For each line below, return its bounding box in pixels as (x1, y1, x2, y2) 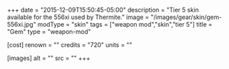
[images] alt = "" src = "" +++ (7, 54, 91, 62)
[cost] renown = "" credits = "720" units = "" (7, 41, 133, 49)
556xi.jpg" (7, 20, 36, 28)
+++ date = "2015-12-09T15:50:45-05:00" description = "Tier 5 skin (7, 6, 200, 14)
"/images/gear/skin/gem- (150, 13, 222, 21)
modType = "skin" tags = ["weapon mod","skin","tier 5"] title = (37, 20, 213, 28)
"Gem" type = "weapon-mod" (7, 27, 91, 36)
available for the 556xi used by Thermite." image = (7, 13, 150, 21)
